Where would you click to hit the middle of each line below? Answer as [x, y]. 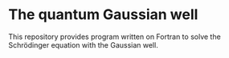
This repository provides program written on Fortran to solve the [115, 37]
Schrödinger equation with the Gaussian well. [83, 44]
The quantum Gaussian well [103, 15]
